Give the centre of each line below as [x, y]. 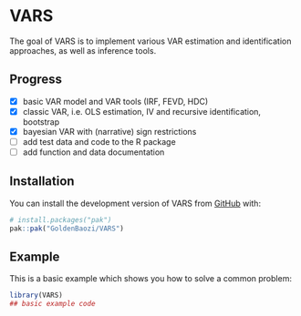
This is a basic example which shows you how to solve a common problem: [150, 279]
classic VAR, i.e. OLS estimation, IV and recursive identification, [142, 111]
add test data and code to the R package [99, 141]
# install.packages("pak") [61, 219]
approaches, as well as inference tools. [83, 50]
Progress [36, 80]
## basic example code [52, 304]
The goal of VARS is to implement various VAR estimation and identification [150, 41]
